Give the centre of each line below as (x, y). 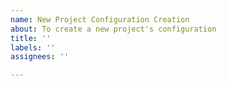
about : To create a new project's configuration (113, 29)
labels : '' (33, 47)
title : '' (31, 38)
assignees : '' (40, 57)
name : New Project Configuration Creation (100, 19)
